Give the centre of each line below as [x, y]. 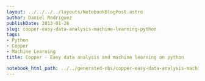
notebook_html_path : [33, 68]
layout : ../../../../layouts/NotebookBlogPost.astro [75, 12]
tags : [13, 35]
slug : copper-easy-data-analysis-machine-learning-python [81, 29]
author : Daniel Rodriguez [39, 18]
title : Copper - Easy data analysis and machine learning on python [95, 57]
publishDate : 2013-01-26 [38, 23]
